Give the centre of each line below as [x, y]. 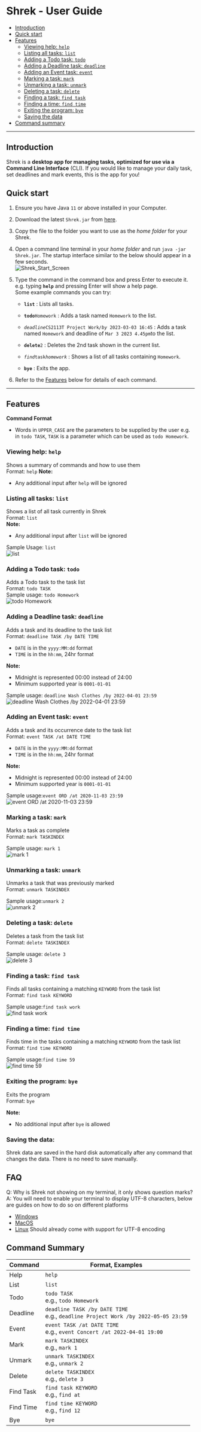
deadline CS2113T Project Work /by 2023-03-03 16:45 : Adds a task [105, 327]
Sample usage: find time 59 [41, 1059]
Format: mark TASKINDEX [35, 837]
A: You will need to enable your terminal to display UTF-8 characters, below [99, 1198]
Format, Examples [116, 1265]
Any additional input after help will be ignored [71, 483]
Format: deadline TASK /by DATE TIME [53, 636]
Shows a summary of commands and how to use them [73, 465]
